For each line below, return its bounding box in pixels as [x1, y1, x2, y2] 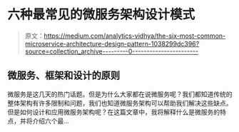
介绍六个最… [31, 116, 70, 125]
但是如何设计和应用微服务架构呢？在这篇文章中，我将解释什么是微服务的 [7, 108, 220, 116]
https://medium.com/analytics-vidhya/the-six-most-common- [44, 31, 226, 40]
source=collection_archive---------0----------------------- [24, 47, 198, 56]
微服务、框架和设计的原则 [7, 69, 120, 82]
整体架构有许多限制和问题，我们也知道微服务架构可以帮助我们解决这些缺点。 [7, 98, 233, 107]
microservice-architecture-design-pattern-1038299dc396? [24, 39, 200, 48]
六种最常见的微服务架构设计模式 [7, 6, 195, 23]
